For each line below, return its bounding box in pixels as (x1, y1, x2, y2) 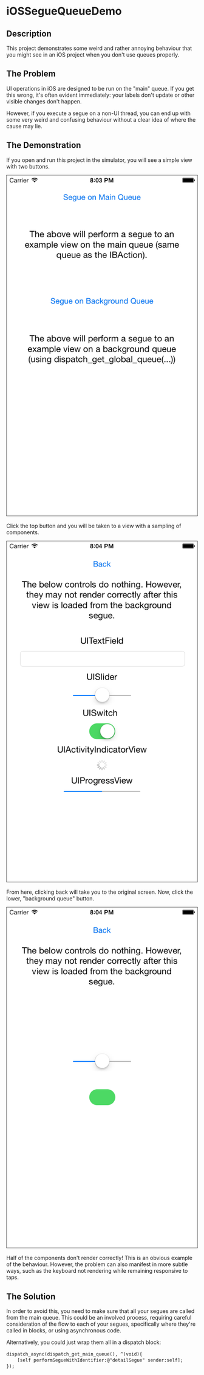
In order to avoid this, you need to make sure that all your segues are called (6, 1307, 195, 1315)
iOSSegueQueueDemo (6, 4, 122, 18)
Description (6, 29, 52, 39)
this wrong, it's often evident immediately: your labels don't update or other (6, 91, 195, 99)
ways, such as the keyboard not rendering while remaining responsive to (6, 1267, 188, 1275)
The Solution (6, 1291, 56, 1301)
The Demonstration (6, 140, 81, 150)
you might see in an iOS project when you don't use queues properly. (6, 51, 180, 58)
